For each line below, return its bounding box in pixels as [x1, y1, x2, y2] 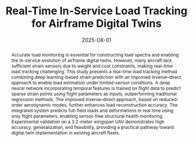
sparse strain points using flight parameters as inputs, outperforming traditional [11, 90, 177, 97]
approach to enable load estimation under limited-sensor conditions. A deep [11, 79, 170, 86]
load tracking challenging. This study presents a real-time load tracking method [11, 68, 178, 75]
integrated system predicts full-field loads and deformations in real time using [11, 107, 174, 113]
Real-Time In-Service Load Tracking [5, 4, 188, 18]
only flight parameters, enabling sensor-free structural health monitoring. [11, 113, 164, 119]
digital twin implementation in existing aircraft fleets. [11, 130, 120, 136]
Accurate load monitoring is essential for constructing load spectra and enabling [11, 52, 179, 58]
